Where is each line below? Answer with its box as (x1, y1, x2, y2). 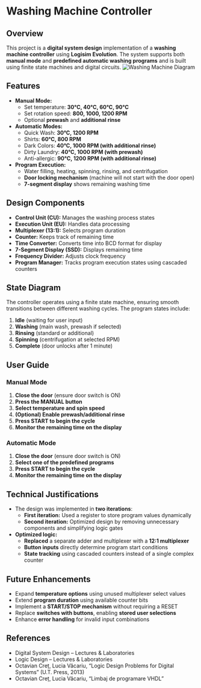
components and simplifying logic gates (23, 524, 123, 532)
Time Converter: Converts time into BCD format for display (14, 240, 162, 247)
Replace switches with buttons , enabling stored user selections (14, 610, 176, 617)
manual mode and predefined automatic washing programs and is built (6, 57, 187, 64)
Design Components (6, 198, 85, 208)
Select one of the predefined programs (14, 459, 114, 466)
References (6, 633, 51, 643)
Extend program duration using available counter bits (14, 596, 149, 604)
